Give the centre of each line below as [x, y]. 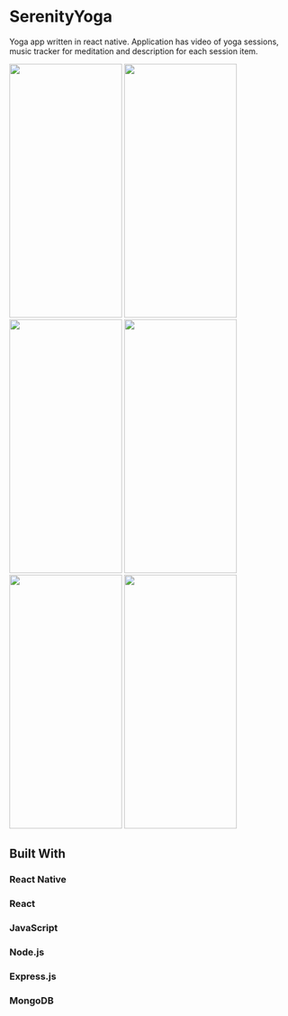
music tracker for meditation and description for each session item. [134, 51]
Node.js [27, 952]
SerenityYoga [61, 17]
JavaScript [34, 928]
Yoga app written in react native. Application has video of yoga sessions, [144, 42]
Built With [37, 854]
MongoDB [31, 1001]
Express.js [33, 976]
